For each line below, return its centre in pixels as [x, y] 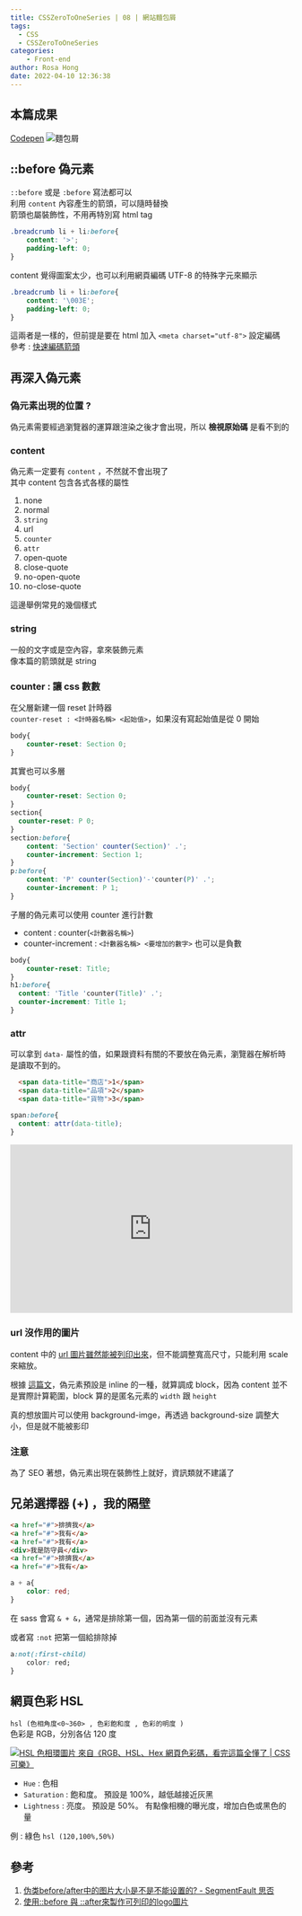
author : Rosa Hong [44, 68]
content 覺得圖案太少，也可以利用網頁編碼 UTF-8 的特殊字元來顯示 [134, 275]
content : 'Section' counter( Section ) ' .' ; [107, 846]
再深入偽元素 [46, 378]
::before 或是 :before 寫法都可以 [71, 192]
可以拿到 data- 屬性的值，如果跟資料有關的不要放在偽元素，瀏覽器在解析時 [148, 1054]
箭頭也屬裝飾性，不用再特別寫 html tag [82, 215]
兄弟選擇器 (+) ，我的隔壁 [81, 1504]
